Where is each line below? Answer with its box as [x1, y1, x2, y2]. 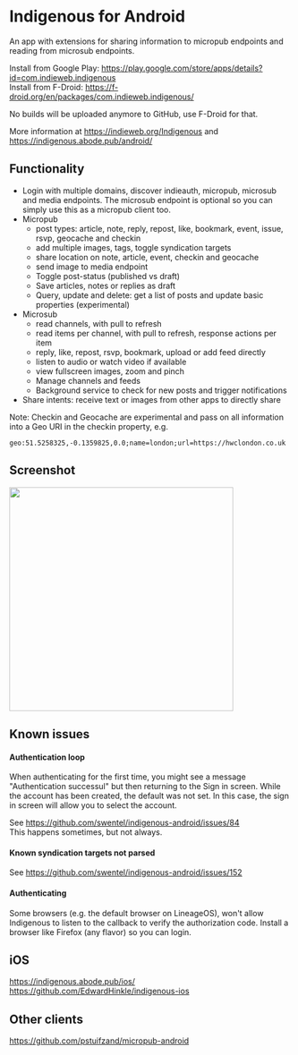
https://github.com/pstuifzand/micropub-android [9, 1035, 190, 1046]
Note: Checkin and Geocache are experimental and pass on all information [9, 412, 285, 422]
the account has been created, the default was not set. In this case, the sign [9, 790, 289, 802]
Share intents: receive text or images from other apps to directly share [21, 394, 282, 404]
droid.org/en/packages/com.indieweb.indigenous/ [9, 91, 194, 102]
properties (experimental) [35, 299, 130, 310]
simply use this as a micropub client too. [21, 204, 172, 215]
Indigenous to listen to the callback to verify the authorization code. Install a [9, 917, 289, 928]
